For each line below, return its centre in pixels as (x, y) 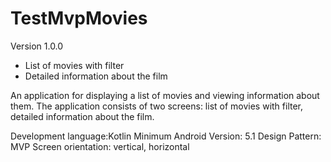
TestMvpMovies (79, 18)
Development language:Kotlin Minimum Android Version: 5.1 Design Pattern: (166, 136)
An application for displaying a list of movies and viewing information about (165, 95)
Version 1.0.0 (37, 46)
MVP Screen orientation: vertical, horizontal (100, 146)
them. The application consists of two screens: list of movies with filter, (157, 106)
